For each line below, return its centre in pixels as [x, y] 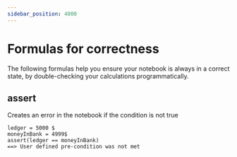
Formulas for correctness [84, 48]
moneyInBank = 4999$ [38, 134]
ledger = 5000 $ [31, 128]
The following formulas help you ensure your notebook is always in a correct [119, 69]
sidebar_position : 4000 [42, 14]
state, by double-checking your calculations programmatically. [98, 76]
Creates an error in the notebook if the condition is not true [93, 115]
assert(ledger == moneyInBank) [53, 141]
